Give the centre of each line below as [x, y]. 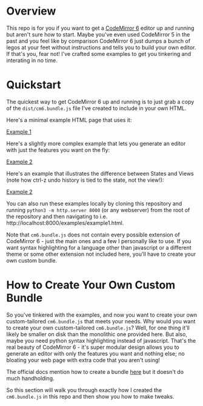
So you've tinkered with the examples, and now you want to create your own [102, 315]
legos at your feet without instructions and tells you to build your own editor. [101, 47]
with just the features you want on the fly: [58, 150]
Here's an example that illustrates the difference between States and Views [100, 173]
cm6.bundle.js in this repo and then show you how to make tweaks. [90, 396]
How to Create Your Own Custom [91, 285]
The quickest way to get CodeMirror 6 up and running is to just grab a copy [100, 101]
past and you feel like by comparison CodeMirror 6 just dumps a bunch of [98, 41]
